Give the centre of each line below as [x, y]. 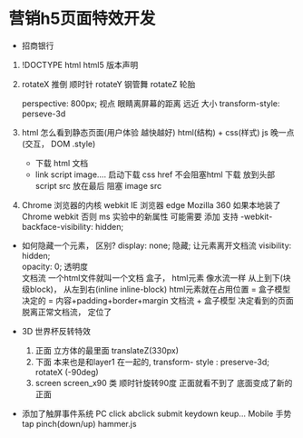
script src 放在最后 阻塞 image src [98, 185]
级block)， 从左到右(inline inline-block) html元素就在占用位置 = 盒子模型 [156, 289]
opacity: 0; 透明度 [54, 266]
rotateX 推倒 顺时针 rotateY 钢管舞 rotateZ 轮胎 [108, 84]
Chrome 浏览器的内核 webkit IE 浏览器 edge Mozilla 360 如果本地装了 [151, 204]
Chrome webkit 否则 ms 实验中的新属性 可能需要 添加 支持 [130, 216]
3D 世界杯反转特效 [56, 331]
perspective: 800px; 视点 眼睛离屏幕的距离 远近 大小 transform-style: [151, 103]
